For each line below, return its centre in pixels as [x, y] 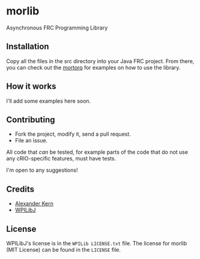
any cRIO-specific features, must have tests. [61, 159]
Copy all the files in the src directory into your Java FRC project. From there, [100, 61]
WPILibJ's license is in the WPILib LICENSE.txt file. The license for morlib [97, 243]
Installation [28, 47]
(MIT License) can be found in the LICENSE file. [64, 250]
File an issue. [31, 141]
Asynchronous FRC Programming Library [57, 28]
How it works [31, 86]
